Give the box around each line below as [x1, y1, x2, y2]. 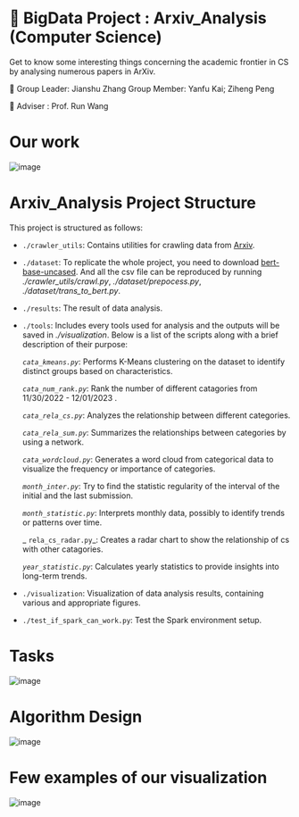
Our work [9, 132, 80, 153]
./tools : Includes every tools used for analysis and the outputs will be [21, 320, 280, 330]
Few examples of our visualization [9, 767, 268, 788]
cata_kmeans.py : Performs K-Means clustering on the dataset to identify [21, 356, 286, 367]
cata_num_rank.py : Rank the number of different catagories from [21, 383, 258, 394]
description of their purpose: [21, 338, 128, 349]
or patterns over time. [21, 517, 103, 528]
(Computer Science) [9, 27, 162, 47]
